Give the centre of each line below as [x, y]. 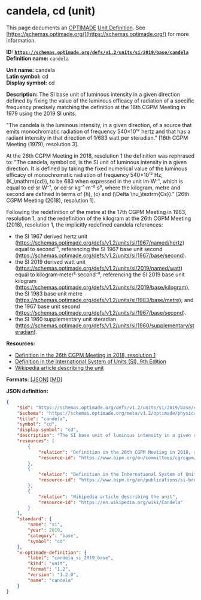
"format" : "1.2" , [49, 569]
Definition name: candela [37, 58]
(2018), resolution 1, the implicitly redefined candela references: [85, 224]
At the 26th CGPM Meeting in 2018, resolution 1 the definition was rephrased [100, 156]
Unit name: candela [31, 70]
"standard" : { [34, 519]
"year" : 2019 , [45, 530]
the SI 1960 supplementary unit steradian [66, 319]
